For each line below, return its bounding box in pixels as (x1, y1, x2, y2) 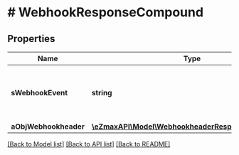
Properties (7, 33, 55, 45)
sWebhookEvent (11, 88, 68, 97)
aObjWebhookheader (11, 122, 85, 132)
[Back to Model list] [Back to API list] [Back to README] (7, 140, 171, 148)
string (91, 88, 112, 97)
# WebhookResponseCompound (7, 4, 204, 21)
